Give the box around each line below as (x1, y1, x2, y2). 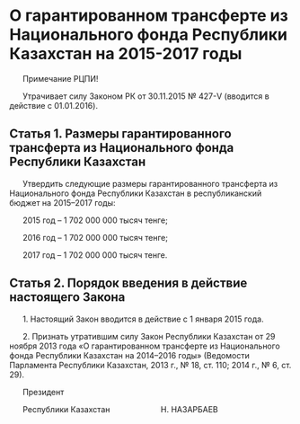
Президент (22, 386, 65, 397)
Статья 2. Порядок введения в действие (9, 276, 248, 291)
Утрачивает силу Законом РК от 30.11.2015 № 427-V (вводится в (22, 91, 269, 102)
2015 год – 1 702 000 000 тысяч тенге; (22, 215, 168, 225)
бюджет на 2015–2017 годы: (9, 197, 116, 208)
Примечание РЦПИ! (22, 73, 99, 84)
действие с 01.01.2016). (9, 100, 99, 110)
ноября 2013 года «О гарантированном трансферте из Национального (9, 340, 280, 351)
